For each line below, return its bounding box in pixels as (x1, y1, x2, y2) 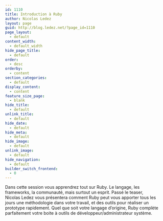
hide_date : (5, 121, 27, 126)
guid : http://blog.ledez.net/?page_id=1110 (5, 25, 95, 30)
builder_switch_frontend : (5, 166, 58, 171)
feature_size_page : (5, 93, 45, 98)
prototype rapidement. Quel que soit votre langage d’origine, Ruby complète (5, 205, 159, 211)
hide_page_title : (5, 48, 41, 53)
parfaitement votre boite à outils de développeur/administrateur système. (5, 210, 153, 216)
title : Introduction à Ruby (5, 12, 63, 17)
